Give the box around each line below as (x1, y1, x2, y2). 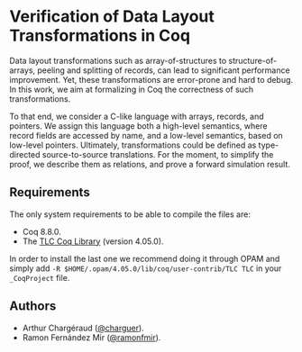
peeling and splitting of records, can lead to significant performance (37, 65, 290, 76)
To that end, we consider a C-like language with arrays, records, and (9, 111, 264, 122)
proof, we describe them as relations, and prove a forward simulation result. (9, 158, 291, 169)
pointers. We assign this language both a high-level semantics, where (9, 120, 268, 131)
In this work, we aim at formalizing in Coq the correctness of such (9, 84, 254, 95)
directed (9, 149, 41, 159)
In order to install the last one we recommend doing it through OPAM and (9, 253, 280, 264)
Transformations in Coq (9, 25, 191, 46)
